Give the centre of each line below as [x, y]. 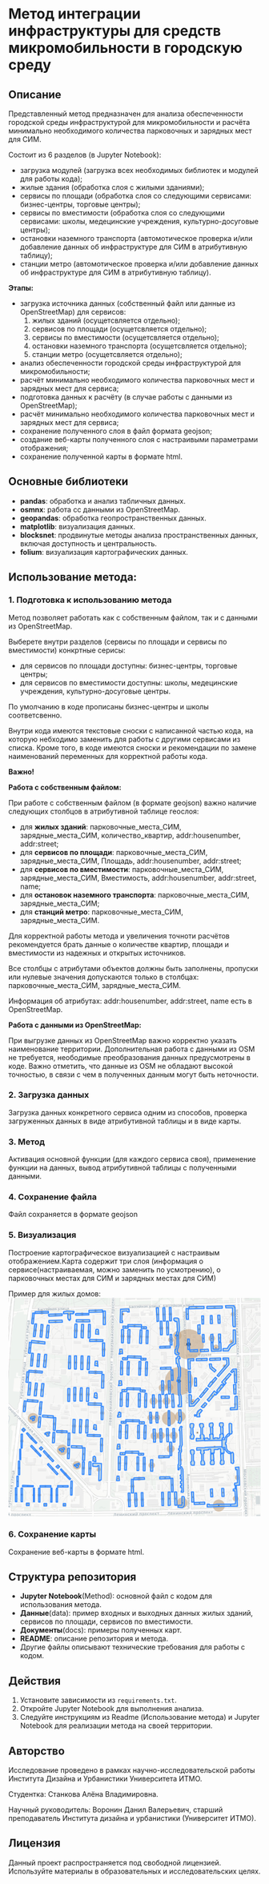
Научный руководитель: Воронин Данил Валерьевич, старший [116, 1810]
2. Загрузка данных [49, 1095]
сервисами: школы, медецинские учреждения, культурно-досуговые [139, 221]
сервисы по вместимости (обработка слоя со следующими [122, 213]
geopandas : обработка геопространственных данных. [113, 518]
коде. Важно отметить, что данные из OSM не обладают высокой [121, 1066]
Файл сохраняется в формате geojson [73, 1215]
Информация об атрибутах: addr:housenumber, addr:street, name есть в [130, 1001]
